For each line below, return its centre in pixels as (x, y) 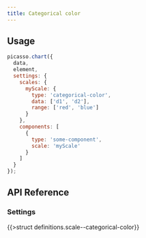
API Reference (38, 193)
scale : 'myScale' (56, 146)
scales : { (33, 82)
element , (26, 70)
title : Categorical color (44, 13)
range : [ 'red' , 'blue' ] (65, 108)
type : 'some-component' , (67, 140)
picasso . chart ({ (30, 57)
